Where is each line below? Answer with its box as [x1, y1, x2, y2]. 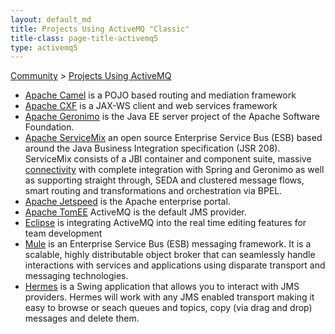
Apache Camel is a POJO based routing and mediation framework [24, 89, 297, 101]
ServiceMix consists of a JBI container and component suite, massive [24, 153, 312, 165]
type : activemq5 [10, 42, 78, 53]
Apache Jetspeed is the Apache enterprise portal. [24, 196, 231, 208]
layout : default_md [10, 14, 92, 25]
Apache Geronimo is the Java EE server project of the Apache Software [24, 111, 320, 123]
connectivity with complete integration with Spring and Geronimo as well [24, 164, 325, 176]
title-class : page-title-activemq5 [10, 33, 159, 43]
